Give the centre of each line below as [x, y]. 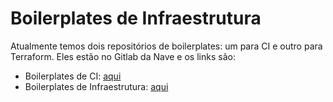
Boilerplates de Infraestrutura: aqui [96, 86]
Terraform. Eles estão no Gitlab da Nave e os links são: [123, 56]
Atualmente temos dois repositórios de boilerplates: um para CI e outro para [166, 46]
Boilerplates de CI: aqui [73, 76]
